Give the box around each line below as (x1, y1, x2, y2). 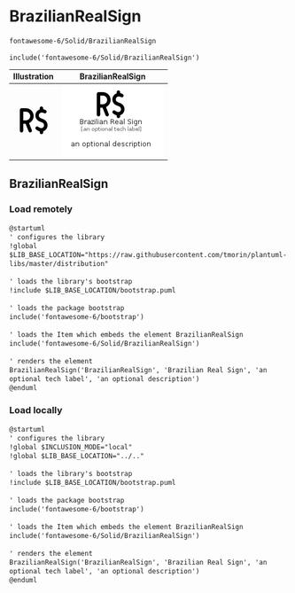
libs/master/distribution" (9, 259, 109, 268)
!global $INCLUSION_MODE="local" (9, 443, 133, 452)
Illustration (12, 71, 55, 82)
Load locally (9, 403, 63, 416)
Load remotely (9, 202, 74, 215)
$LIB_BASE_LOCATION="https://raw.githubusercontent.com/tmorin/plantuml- (9, 250, 288, 259)
